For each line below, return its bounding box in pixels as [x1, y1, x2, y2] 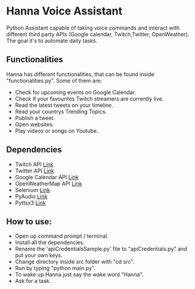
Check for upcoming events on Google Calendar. [14, 89, 137, 96]
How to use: [6, 216, 52, 227]
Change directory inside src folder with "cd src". [14, 258, 135, 265]
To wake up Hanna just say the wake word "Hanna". [14, 271, 144, 278]
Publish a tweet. [14, 114, 55, 121]
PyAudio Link [14, 192, 48, 200]
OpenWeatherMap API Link [14, 180, 82, 187]
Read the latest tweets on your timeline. [14, 101, 113, 109]
